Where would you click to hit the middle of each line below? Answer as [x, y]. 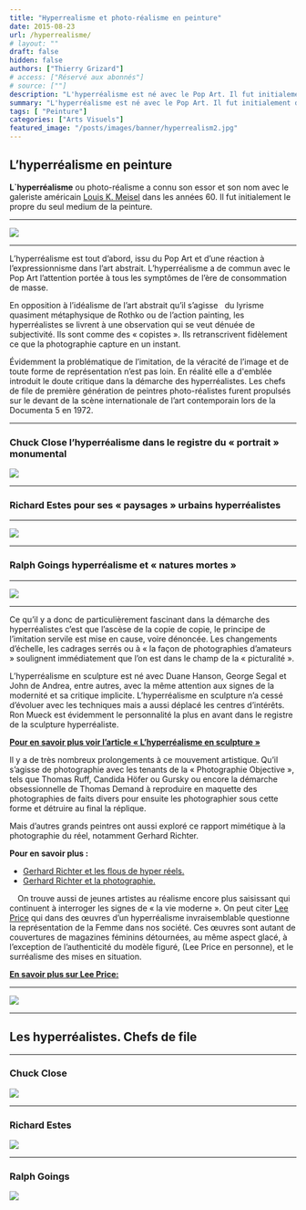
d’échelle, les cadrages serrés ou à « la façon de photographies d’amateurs [151, 648]
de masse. [29, 287]
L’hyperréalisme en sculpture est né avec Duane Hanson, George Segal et [148, 675]
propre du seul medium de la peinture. [81, 206]
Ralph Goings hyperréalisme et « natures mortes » [123, 565]
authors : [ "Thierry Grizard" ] [67, 69]
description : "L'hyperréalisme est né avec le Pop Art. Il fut [132, 94]
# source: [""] [38, 86]
